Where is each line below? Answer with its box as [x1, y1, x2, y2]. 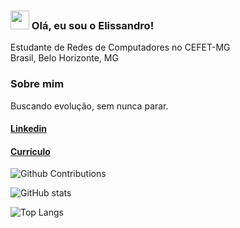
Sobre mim [10, 77, 65, 91]
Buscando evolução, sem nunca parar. [10, 100, 169, 112]
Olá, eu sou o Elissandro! [31, 18, 155, 32]
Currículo [10, 145, 51, 157]
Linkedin [10, 123, 47, 135]
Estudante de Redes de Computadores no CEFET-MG [10, 41, 231, 54]
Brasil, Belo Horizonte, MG [10, 52, 119, 64]
